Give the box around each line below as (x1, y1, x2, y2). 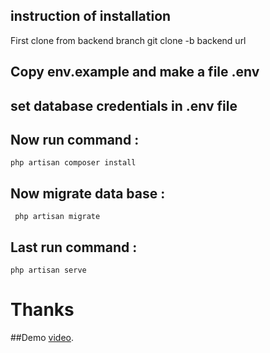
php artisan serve (10, 265, 87, 276)
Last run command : (10, 239, 138, 256)
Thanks (10, 299, 75, 321)
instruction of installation (10, 8, 172, 25)
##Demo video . (10, 331, 75, 343)
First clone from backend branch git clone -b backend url (10, 34, 247, 46)
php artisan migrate (14, 212, 101, 222)
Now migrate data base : (10, 185, 166, 202)
